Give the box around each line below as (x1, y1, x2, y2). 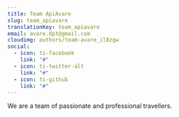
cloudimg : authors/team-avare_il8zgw (7, 37, 119, 44)
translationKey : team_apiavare (7, 23, 100, 30)
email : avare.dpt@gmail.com (7, 30, 91, 37)
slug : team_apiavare (7, 17, 69, 24)
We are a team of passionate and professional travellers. (7, 101, 173, 110)
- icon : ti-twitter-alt (13, 63, 84, 70)
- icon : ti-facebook (13, 50, 75, 57)
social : (7, 43, 31, 50)
